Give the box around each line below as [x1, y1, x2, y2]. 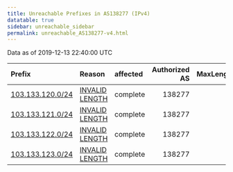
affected [114, 69, 144, 79]
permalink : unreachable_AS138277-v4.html [7, 29, 129, 37]
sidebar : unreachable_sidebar [7, 23, 95, 30]
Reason [79, 69, 105, 79]
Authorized [151, 65, 190, 75]
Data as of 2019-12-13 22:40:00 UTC [7, 49, 113, 57]
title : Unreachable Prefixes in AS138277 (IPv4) [7, 10, 150, 17]
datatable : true [7, 17, 54, 24]
